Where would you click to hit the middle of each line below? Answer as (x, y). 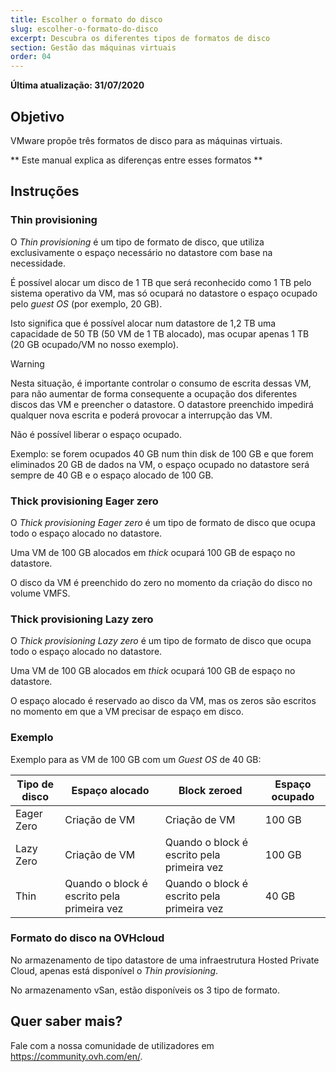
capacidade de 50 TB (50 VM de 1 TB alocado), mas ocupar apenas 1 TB (160, 333)
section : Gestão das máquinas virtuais (93, 47)
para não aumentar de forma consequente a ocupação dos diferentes (154, 393)
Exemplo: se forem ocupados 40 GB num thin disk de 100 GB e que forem (162, 453)
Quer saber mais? (66, 1021)
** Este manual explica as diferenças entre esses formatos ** (136, 160)
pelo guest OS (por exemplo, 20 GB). (86, 303)
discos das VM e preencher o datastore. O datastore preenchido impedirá (162, 404)
